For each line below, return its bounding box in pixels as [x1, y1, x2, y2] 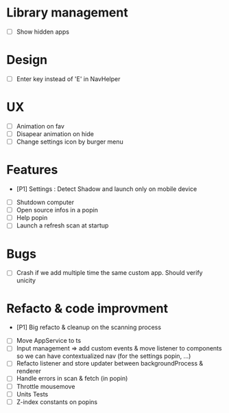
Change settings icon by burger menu [16, 137, 124, 146]
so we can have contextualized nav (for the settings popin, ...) [16, 352, 191, 360]
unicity [16, 276, 36, 284]
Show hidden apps [16, 27, 70, 36]
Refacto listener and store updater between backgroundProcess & [16, 359, 204, 368]
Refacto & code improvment [6, 300, 169, 316]
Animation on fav [16, 122, 64, 130]
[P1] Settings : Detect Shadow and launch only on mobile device [16, 185, 197, 193]
